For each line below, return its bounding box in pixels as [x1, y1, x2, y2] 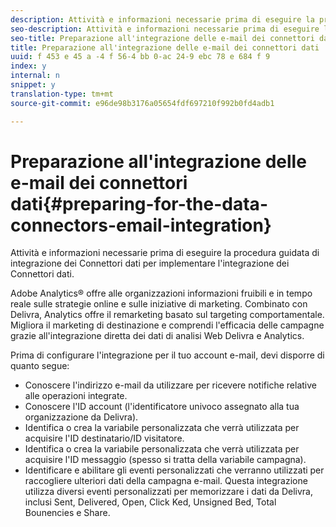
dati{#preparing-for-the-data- [10, 192, 268, 215]
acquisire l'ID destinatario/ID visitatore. [24, 432, 185, 445]
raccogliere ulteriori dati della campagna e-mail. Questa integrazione [24, 475, 308, 487]
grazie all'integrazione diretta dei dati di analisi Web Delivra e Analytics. [10, 330, 305, 342]
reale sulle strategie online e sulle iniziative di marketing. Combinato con [10, 298, 308, 310]
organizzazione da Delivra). [24, 411, 139, 423]
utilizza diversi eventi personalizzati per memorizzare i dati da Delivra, [24, 486, 313, 498]
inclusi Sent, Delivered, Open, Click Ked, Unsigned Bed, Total [24, 496, 277, 508]
